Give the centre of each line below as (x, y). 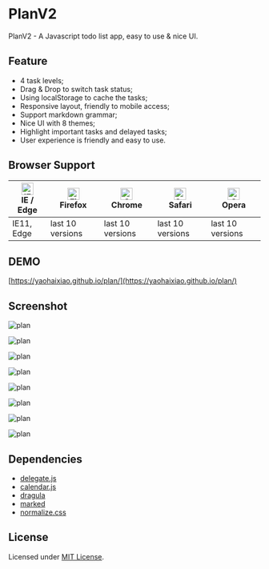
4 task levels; (42, 80)
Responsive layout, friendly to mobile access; (94, 106)
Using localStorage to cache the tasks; (84, 98)
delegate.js (38, 478)
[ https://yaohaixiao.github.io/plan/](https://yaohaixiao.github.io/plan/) (123, 281)
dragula (32, 495)
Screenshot (38, 306)
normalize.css (43, 512)
